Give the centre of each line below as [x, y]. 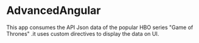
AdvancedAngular [54, 11]
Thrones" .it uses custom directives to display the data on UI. [83, 33]
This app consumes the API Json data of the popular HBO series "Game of [100, 27]
